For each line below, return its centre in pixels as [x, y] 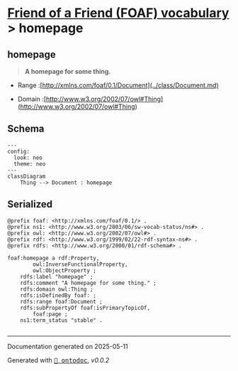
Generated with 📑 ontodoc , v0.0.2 [58, 360]
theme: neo [30, 164]
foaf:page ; [51, 314]
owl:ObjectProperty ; [65, 270]
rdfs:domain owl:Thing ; [57, 289]
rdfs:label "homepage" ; [57, 276]
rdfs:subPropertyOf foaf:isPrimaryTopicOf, [85, 308]
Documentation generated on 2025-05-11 [68, 346]
